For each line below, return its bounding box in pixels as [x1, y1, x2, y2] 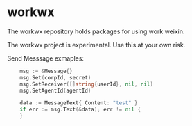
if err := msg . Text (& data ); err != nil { [19, 106, 141, 113]
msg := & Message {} [19, 68, 73, 74]
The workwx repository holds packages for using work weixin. [7, 27, 185, 36]
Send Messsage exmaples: [7, 54, 85, 63]
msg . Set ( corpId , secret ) [19, 74, 91, 81]
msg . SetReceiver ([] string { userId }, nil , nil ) [19, 81, 154, 88]
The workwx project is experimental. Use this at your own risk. [7, 40, 186, 49]
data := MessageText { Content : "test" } [19, 100, 138, 107]
